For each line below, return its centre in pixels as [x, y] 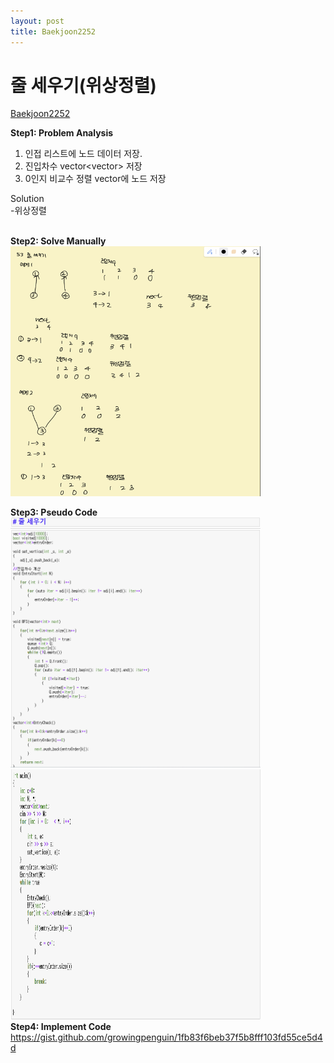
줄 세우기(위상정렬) [83, 85]
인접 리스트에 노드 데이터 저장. [83, 154]
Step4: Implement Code [61, 1027]
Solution [27, 199]
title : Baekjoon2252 [53, 31]
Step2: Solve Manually [58, 241]
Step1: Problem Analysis [62, 133]
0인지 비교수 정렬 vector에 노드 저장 [95, 179]
